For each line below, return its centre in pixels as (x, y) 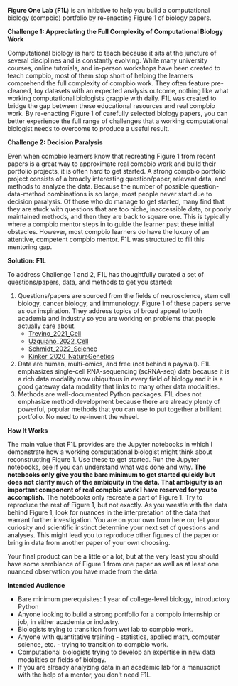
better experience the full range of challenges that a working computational (118, 121)
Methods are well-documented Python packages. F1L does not (109, 394)
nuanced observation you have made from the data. (83, 571)
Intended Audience (36, 585)
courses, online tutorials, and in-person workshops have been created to (114, 68)
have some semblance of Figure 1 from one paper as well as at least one (113, 564)
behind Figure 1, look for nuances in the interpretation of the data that (109, 512)
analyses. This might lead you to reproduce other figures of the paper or (113, 535)
